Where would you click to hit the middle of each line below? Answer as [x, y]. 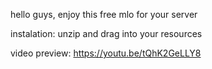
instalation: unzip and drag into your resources [106, 33]
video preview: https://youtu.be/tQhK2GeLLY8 [106, 53]
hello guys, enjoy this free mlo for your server [104, 14]
